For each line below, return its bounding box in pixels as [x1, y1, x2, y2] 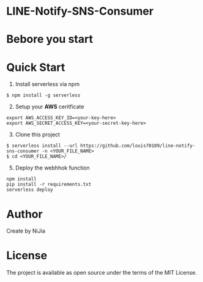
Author [6, 207, 43, 221]
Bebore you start [6, 32, 94, 46]
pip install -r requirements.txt [6, 182, 92, 188]
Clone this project [15, 131, 60, 138]
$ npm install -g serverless [6, 92, 81, 98]
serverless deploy [6, 187, 53, 193]
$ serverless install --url [6, 143, 78, 149]
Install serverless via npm [15, 81, 80, 88]
